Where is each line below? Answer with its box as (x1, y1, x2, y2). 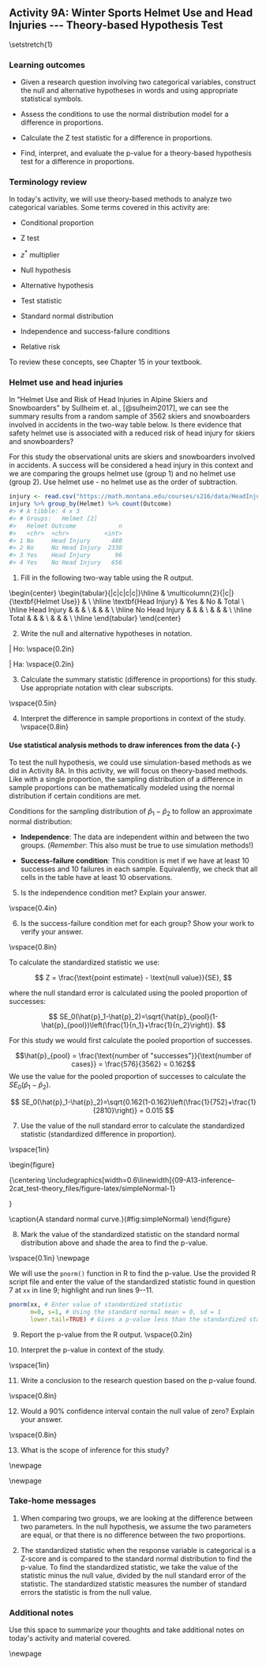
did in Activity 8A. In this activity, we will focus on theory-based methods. (9, 766, 248, 776)
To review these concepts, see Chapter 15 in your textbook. (9, 357, 202, 367)
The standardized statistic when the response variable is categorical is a (20, 1545, 256, 1555)
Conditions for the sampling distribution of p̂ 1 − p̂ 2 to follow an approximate (9, 807, 253, 818)
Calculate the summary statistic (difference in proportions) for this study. (20, 675, 257, 684)
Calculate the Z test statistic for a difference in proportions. (20, 134, 213, 143)
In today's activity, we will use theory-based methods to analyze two (9, 194, 232, 204)
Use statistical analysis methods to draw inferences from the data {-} (9, 740, 242, 750)
